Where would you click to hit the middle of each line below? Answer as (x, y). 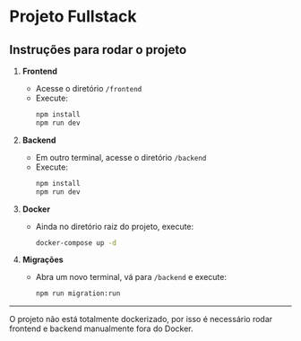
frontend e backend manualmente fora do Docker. (102, 328)
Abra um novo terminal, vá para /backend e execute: (131, 277)
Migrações (43, 260)
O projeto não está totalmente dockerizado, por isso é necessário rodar (141, 319)
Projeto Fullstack (73, 17)
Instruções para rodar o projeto (98, 50)
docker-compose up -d (76, 243)
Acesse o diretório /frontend (89, 88)
